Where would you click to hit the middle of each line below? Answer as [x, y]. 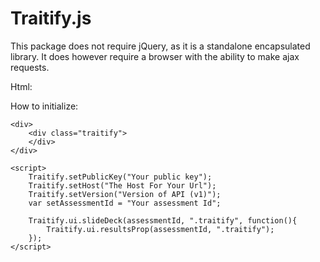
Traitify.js [51, 18]
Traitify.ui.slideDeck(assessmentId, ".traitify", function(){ [163, 220]
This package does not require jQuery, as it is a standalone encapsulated [160, 46]
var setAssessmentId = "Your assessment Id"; [125, 203]
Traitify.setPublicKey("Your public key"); [120, 177]
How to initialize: [44, 106]
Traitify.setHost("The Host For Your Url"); [122, 185]
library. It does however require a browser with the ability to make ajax [155, 56]
